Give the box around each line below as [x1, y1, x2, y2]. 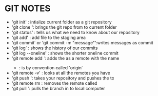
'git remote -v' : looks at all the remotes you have [11, 70, 110, 76]
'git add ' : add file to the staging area [11, 35, 86, 40]
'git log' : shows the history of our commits [11, 45, 98, 51]
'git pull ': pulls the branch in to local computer [11, 85, 105, 91]
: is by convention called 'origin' [19, 64, 83, 71]
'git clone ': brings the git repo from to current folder [11, 24, 117, 30]
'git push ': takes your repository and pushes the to [11, 75, 115, 81]
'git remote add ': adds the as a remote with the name [11, 55, 119, 61]
